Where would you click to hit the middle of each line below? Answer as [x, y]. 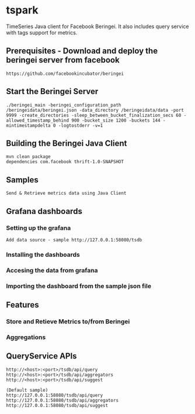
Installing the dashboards [43, 254]
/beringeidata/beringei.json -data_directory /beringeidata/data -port [95, 110]
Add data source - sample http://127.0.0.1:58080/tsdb [74, 240]
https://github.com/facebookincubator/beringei [65, 74]
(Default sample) [27, 390]
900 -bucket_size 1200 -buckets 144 [116, 120]
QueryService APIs [41, 356]
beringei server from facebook [63, 60]
